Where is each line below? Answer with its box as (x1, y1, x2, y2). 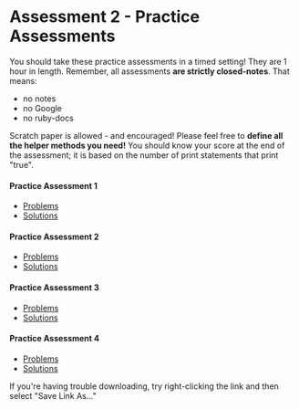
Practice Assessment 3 (9, 281, 100, 293)
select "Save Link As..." (9, 390, 98, 401)
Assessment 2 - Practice (9, 6, 201, 27)
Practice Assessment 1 (9, 180, 98, 191)
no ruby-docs (22, 112, 75, 123)
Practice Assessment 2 (9, 231, 99, 242)
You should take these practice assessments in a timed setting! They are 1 (9, 56, 287, 67)
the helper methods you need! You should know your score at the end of (9, 140, 285, 151)
